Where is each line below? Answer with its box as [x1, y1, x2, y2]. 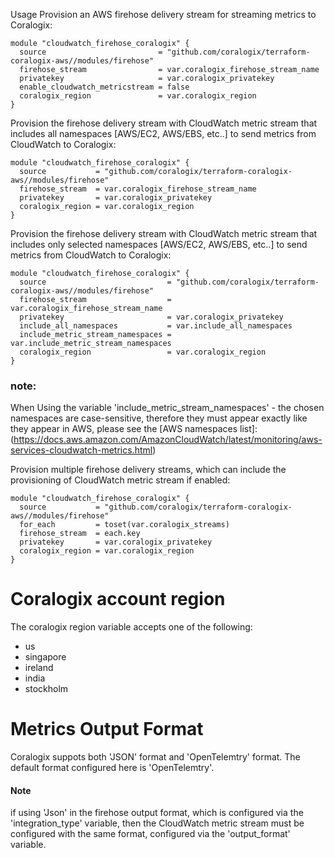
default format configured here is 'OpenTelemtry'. [10, 762, 215, 774]
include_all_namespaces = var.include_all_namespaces [19, 321, 293, 331]
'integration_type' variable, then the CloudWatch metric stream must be [10, 817, 305, 829]
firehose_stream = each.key [19, 529, 141, 539]
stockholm [24, 683, 69, 695]
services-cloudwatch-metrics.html [10, 444, 153, 456]
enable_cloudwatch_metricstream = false [19, 82, 190, 92]
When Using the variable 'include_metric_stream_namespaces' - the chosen [10, 402, 325, 414]
